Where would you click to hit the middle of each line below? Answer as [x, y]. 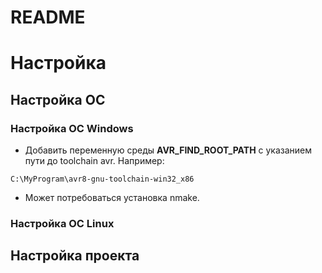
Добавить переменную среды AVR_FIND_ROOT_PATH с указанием [168, 150]
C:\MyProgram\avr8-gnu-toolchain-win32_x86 [102, 179]
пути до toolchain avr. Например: [94, 161]
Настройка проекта [75, 256]
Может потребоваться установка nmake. [112, 198]
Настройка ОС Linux [62, 223]
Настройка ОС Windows [72, 128]
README [48, 17]
